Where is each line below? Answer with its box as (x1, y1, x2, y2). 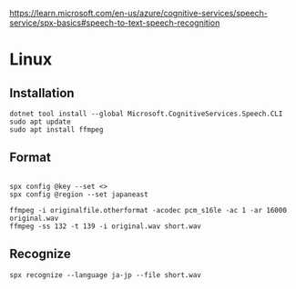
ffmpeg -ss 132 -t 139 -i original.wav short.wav (9, 222, 202, 231)
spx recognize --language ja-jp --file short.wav (9, 270, 202, 280)
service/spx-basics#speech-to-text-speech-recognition (9, 17, 220, 28)
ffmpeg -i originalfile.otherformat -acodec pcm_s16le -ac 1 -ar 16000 (9, 205, 287, 214)
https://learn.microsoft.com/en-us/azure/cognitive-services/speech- (9, 8, 269, 18)
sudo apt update (9, 117, 71, 126)
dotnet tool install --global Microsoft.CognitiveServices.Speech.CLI (9, 109, 283, 118)
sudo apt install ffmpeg (9, 125, 104, 135)
